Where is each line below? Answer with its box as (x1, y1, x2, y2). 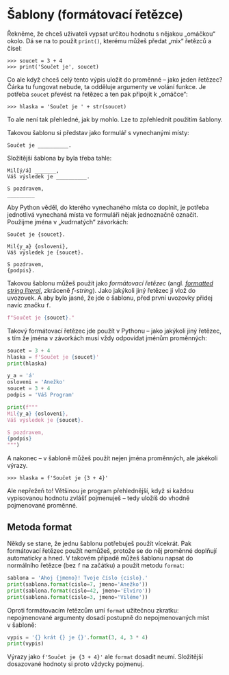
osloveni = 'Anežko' (7, 379, 66, 386)
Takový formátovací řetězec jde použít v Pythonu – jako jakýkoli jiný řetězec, (7, 327, 222, 335)
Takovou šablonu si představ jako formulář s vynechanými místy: (7, 128, 189, 137)
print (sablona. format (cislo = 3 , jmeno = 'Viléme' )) (7, 593, 148, 600)
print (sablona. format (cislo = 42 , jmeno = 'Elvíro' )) (7, 587, 152, 594)
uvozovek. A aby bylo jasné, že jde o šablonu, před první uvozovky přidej (7, 294, 213, 302)
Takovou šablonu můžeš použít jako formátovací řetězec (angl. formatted (7, 279, 214, 287)
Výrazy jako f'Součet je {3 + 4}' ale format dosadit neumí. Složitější (7, 652, 204, 661)
